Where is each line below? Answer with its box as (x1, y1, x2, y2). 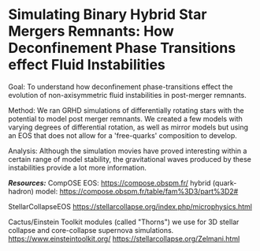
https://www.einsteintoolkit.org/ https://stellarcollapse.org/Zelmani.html (8, 234, 240, 243)
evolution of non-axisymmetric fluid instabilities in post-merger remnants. (8, 90, 247, 99)
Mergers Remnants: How (8, 22, 175, 40)
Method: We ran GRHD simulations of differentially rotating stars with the (8, 105, 244, 115)
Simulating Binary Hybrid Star (8, 6, 207, 24)
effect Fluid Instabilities (8, 56, 165, 74)
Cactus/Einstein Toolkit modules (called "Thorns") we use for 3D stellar (8, 217, 240, 227)
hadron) (8, 186, 34, 196)
